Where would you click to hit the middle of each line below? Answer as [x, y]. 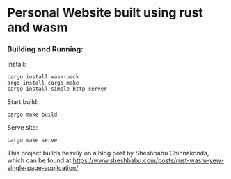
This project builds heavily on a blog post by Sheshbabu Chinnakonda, [108, 153]
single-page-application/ [43, 168]
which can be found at [39, 160]
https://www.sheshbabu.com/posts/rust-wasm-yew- [149, 160]
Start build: [23, 102]
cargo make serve [32, 140]
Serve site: [23, 128]
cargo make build [32, 115]
